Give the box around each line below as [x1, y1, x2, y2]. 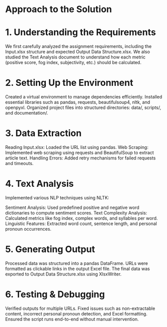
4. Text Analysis [5, 178, 74, 190]
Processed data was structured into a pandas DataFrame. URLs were [5, 260, 148, 266]
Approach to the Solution [5, 4, 112, 15]
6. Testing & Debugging [5, 289, 105, 300]
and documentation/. [5, 110, 49, 116]
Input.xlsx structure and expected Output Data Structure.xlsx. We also [5, 49, 150, 55]
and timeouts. [5, 160, 34, 166]
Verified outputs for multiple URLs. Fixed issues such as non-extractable [5, 305, 155, 311]
